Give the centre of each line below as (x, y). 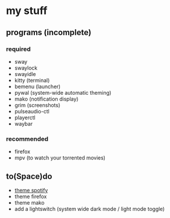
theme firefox (31, 196)
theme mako (29, 202)
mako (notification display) (46, 99)
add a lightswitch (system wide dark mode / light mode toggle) (89, 209)
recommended (27, 139)
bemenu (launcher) (38, 86)
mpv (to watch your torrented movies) (60, 158)
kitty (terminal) (32, 80)
